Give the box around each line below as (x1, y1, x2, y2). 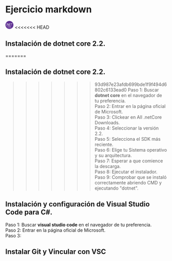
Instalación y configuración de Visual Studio (5, 200, 150, 209)
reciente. (94, 141, 114, 147)
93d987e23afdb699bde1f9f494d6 (94, 81, 167, 87)
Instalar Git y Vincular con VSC (5, 247, 106, 256)
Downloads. (94, 119, 120, 125)
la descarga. (94, 163, 121, 169)
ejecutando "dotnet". (94, 185, 139, 191)
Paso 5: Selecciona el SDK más (94, 136, 161, 142)
